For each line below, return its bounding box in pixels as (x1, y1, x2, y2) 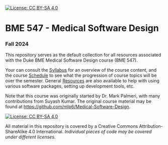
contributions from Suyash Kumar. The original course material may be (5, 99, 152, 105)
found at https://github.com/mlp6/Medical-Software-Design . (5, 104, 131, 110)
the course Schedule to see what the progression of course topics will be (5, 72, 157, 78)
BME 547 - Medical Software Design (5, 23, 159, 34)
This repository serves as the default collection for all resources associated (5, 52, 161, 58)
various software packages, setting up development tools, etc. (5, 83, 135, 89)
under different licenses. (5, 134, 56, 140)
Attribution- (139, 123, 163, 129)
